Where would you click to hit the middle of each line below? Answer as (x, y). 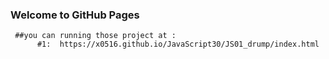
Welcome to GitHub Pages (75, 15)
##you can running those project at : (95, 36)
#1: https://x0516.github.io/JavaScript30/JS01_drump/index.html (178, 44)
